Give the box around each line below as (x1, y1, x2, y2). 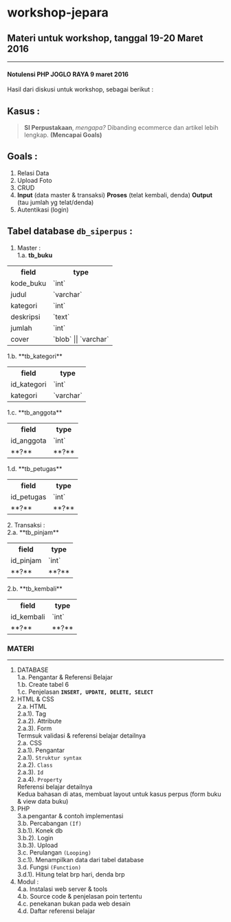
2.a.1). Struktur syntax (16, 753, 82, 761)
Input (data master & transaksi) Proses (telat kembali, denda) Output (16, 190, 213, 199)
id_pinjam (10, 556, 42, 565)
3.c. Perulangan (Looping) (16, 848, 91, 857)
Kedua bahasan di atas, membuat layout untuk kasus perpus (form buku (16, 789, 221, 798)
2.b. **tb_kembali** (7, 584, 63, 593)
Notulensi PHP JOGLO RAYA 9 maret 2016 (7, 70, 129, 78)
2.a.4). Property (16, 775, 63, 783)
